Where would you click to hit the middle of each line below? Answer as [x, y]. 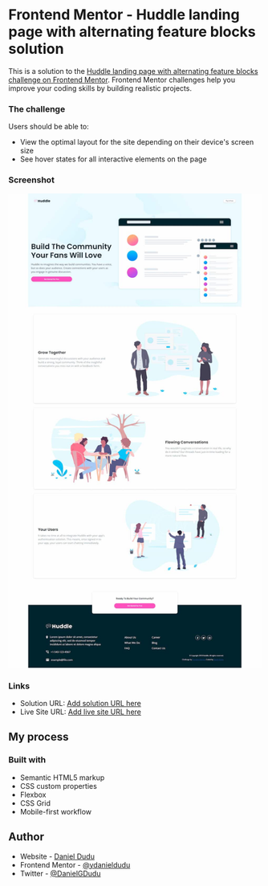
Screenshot [31, 180]
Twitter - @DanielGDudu [60, 873]
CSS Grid [35, 803]
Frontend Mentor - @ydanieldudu [75, 864]
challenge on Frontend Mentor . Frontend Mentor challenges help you [122, 80]
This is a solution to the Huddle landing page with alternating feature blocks [133, 71]
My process [39, 737]
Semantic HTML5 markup [62, 778]
